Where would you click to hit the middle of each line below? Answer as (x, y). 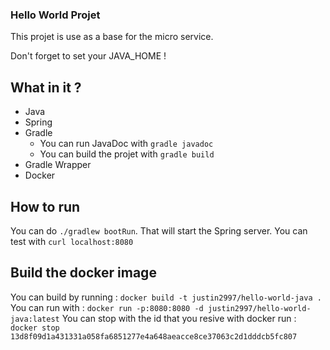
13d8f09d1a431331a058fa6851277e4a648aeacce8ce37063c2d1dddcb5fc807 (154, 336)
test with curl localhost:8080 (72, 241)
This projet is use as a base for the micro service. (112, 37)
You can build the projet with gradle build (127, 154)
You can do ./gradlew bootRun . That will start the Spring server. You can (159, 230)
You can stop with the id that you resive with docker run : (179, 318)
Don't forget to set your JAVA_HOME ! (88, 56)
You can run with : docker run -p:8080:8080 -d (107, 307)
